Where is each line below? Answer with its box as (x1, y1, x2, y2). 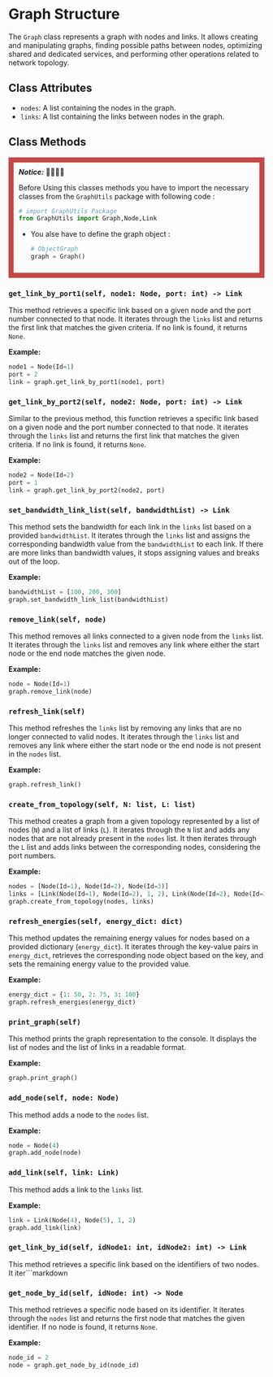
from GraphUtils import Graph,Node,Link (19, 215, 158, 223)
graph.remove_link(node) (8, 688, 93, 696)
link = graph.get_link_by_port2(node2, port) (8, 486, 165, 495)
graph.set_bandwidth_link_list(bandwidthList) (8, 595, 169, 604)
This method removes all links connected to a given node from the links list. (8, 631, 264, 641)
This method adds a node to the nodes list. (8, 1109, 149, 1119)
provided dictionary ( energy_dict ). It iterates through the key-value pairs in (8, 942, 258, 952)
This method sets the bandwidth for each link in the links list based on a (8, 522, 252, 532)
